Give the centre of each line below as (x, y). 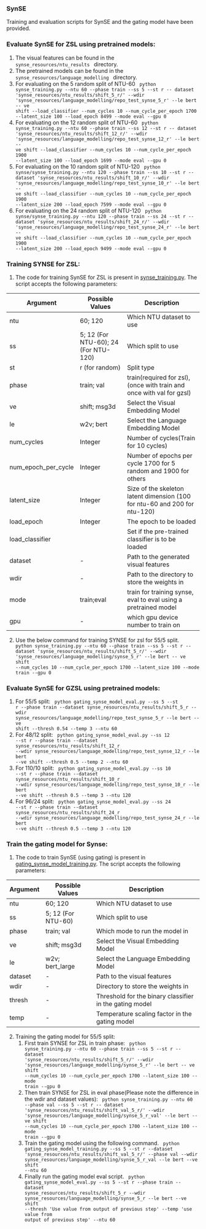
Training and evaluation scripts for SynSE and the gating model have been (100, 22)
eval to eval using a (155, 599)
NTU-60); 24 (99, 342)
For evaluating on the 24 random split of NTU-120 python (88, 210)
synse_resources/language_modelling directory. (76, 77)
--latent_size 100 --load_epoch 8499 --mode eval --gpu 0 (91, 116)
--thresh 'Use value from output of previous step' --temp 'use (108, 1209)
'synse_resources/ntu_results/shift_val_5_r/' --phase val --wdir (111, 1155)
